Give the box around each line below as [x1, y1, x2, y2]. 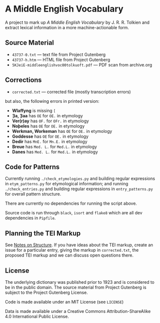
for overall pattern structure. [5, 191, 61, 197]
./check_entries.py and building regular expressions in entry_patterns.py [5, 186, 153, 192]
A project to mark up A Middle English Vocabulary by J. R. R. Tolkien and [5, 19, 150, 25]
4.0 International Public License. [5, 314, 69, 319]
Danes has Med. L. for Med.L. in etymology [12, 149, 98, 155]
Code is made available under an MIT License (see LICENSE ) [5, 299, 124, 305]
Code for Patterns [5, 162, 59, 171]
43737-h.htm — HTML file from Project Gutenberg [12, 57, 110, 63]
